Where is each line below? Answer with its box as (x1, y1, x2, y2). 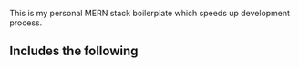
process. (9, 17, 43, 28)
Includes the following (9, 43, 139, 59)
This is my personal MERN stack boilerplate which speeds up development (9, 8, 290, 18)
